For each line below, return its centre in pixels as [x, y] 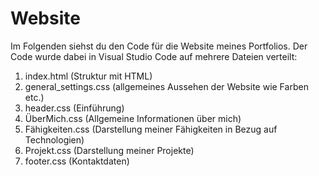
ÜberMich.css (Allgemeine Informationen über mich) [133, 118]
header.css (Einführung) [74, 108]
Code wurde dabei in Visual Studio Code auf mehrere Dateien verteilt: [154, 56]
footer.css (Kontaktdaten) [77, 161]
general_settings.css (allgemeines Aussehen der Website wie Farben [166, 86]
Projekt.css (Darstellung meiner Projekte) [109, 150]
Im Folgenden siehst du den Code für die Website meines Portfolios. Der [159, 46]
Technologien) [54, 139]
